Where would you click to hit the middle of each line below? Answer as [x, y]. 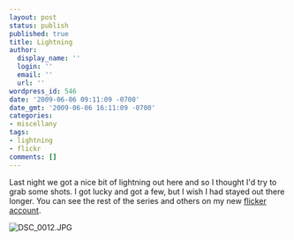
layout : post [33, 17]
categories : [31, 116]
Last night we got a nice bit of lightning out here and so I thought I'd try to [143, 182]
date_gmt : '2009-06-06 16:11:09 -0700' [83, 108]
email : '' [35, 75]
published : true [39, 34]
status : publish [39, 26]
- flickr [25, 148]
